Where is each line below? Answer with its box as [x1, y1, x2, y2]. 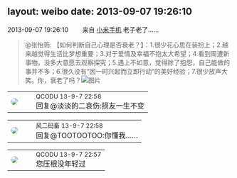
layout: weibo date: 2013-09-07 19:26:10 [7, 6, 192, 18]
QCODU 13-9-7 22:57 [36, 150, 102, 158]
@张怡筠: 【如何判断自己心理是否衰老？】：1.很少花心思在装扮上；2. [24, 40, 223, 49]
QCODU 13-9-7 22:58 [36, 92, 102, 100]
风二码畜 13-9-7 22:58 [36, 121, 103, 130]
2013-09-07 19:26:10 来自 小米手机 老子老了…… [7, 25, 159, 34]
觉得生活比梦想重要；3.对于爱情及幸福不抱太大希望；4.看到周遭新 [37, 49, 230, 57]
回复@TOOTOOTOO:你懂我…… [36, 130, 139, 140]
